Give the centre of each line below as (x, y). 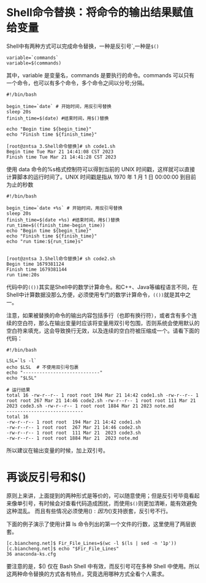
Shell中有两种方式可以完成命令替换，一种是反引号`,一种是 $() (83, 46)
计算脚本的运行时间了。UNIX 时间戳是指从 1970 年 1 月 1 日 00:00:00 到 (96, 177)
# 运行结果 (18, 390)
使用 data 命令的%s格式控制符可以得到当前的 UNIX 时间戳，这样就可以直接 (101, 169)
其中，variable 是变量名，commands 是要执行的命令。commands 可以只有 (101, 75)
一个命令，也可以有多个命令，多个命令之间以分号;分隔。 (77, 83)
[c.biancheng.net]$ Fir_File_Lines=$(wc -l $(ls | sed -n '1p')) (91, 543)
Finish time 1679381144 (37, 269)
